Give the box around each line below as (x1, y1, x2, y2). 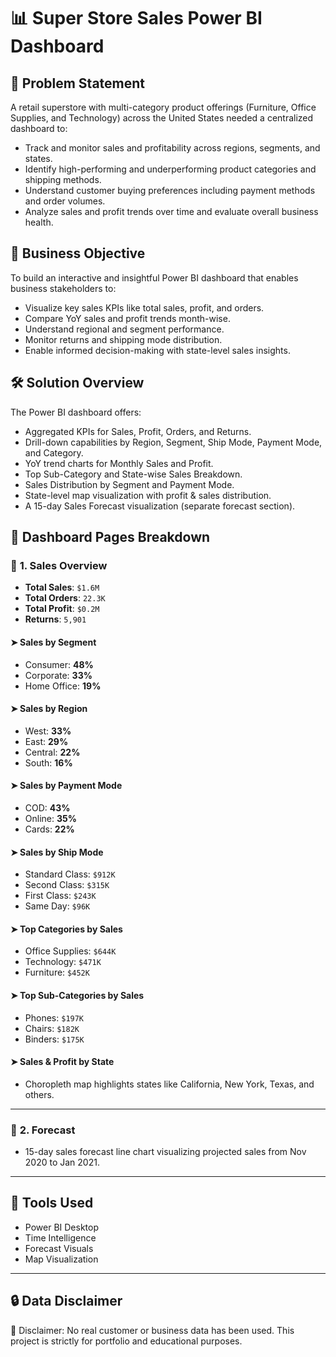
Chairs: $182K (24, 1022, 80, 1034)
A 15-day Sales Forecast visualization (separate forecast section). (24, 500, 296, 512)
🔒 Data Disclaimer (10, 1293, 123, 1310)
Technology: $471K (24, 956, 102, 968)
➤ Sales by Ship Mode (10, 846, 104, 858)
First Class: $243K (24, 890, 97, 902)
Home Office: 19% (24, 680, 102, 692)
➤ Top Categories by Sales (10, 923, 123, 935)
